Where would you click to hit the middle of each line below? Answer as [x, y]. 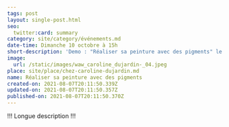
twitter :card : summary [46, 33]
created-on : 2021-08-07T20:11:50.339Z [62, 84]
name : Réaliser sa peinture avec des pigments [75, 77]
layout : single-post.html [44, 20]
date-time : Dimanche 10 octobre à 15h [62, 45]
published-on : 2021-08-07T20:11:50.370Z [66, 97]
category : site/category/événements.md [64, 39]
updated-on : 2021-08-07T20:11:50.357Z [62, 90]
